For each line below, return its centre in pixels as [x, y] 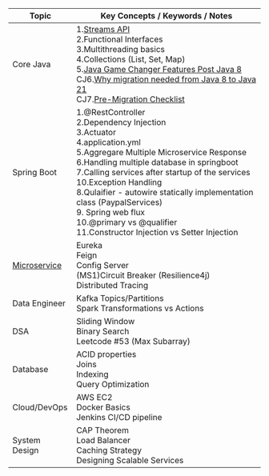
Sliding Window [105, 321]
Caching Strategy [109, 450]
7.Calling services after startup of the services [163, 172]
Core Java [32, 64]
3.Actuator [96, 132]
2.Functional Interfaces [119, 39]
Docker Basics [103, 407]
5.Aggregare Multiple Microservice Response [161, 152]
